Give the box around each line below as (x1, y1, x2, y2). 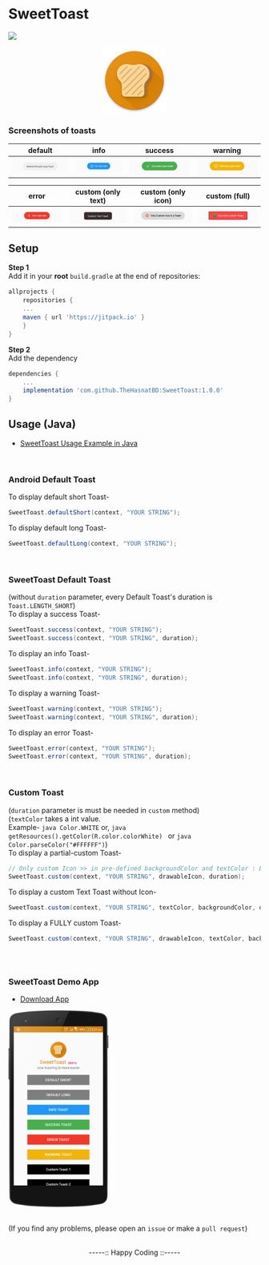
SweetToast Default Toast (8, 574, 111, 585)
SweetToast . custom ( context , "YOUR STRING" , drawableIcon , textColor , (8, 935, 246, 943)
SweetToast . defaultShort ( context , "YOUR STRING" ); (8, 509, 181, 517)
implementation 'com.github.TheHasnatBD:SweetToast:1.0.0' (22, 386, 224, 395)
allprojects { (8, 288, 56, 296)
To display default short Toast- (8, 492, 110, 502)
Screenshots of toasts (8, 125, 96, 136)
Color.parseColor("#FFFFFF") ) (8, 839, 108, 849)
